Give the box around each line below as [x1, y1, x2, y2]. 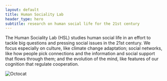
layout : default [5, 7, 39, 12]
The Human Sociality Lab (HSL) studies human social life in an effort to [5, 35, 151, 41]
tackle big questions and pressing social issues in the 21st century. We [5, 40, 151, 46]
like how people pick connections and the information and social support [5, 51, 155, 57]
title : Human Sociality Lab [5, 12, 64, 17]
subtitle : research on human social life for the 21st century [5, 21, 140, 26]
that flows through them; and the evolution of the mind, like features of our [5, 56, 159, 62]
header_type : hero [5, 16, 43, 21]
